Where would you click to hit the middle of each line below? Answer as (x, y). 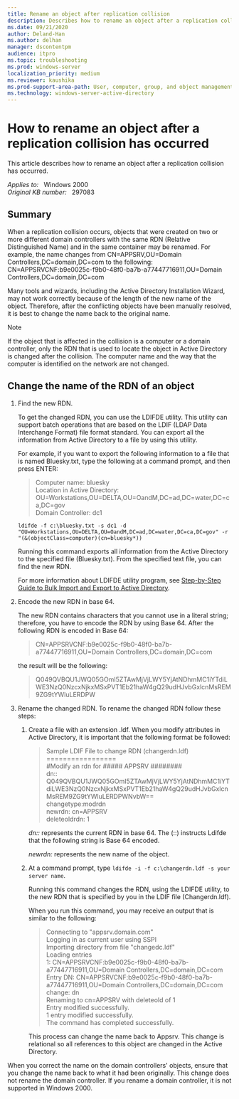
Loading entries (69, 955)
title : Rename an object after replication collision (89, 14)
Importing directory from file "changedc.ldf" (111, 947)
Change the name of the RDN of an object (101, 386)
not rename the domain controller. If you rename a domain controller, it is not (119, 1080)
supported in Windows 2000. (50, 1088)
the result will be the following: (63, 665)
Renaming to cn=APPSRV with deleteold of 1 (111, 999)
